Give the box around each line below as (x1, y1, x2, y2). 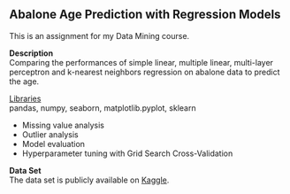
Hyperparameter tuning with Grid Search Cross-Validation (21, 148, 233, 159)
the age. (9, 75, 40, 87)
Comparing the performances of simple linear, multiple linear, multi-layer (9, 57, 274, 67)
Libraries (9, 93, 42, 104)
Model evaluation (21, 138, 86, 149)
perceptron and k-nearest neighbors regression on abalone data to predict (9, 66, 280, 77)
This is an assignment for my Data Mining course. (9, 30, 190, 41)
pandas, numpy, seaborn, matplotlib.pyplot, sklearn (9, 102, 196, 113)
